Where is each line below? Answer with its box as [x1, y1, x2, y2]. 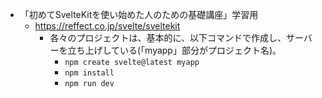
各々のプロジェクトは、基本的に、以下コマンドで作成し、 [49, 32, 287, 43]
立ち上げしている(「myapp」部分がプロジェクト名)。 [67, 44, 282, 56]
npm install [64, 68, 115, 78]
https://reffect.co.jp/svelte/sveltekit [34, 20, 181, 32]
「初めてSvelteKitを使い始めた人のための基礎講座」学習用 [19, 9, 259, 20]
